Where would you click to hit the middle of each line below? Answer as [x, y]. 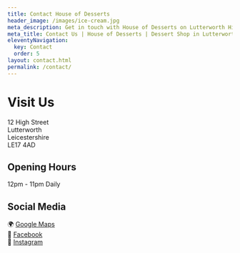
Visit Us [31, 102]
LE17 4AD [21, 145]
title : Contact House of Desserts [59, 14]
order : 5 [27, 54]
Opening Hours [42, 167]
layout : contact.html [40, 61]
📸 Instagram [25, 242]
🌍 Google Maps [31, 224]
